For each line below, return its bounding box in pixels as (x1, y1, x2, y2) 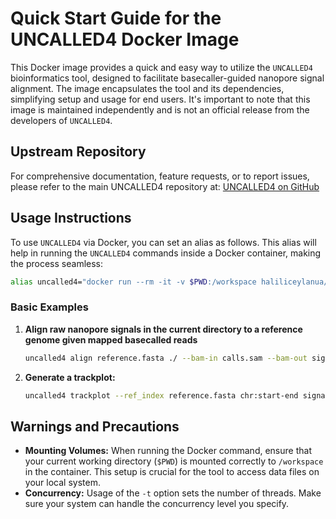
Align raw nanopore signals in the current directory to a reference (24, 323, 303, 335)
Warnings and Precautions (10, 418, 180, 435)
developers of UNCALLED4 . (10, 114, 113, 126)
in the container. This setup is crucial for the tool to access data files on (24, 466, 320, 478)
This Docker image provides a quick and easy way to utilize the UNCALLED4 (10, 61, 313, 73)
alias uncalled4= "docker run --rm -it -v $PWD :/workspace (10, 277, 257, 287)
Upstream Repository (10, 143, 147, 161)
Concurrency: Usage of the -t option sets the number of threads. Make (24, 487, 322, 499)
